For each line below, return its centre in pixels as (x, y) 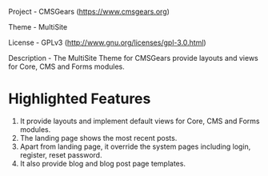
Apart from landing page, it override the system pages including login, (135, 146)
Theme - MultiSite (38, 27)
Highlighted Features (80, 99)
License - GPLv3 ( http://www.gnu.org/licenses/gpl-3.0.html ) (107, 42)
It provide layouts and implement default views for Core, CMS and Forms (140, 121)
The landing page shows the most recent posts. (98, 138)
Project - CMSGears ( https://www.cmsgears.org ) (89, 12)
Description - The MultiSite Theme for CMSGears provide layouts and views (133, 58)
